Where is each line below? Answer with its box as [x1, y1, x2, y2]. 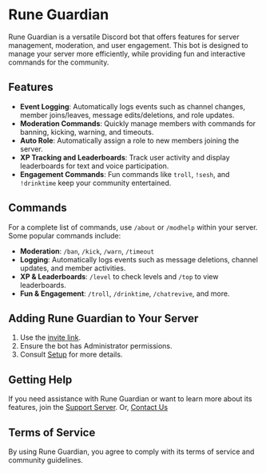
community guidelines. [8, 455, 84, 464]
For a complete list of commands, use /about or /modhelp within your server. [8, 222, 258, 232]
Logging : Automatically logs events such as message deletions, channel [19, 254, 258, 264]
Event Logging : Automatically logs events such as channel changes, [19, 101, 246, 111]
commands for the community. [8, 57, 109, 67]
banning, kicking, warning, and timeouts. [19, 127, 154, 136]
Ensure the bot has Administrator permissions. [19, 341, 173, 351]
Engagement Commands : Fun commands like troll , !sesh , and [19, 169, 230, 179]
